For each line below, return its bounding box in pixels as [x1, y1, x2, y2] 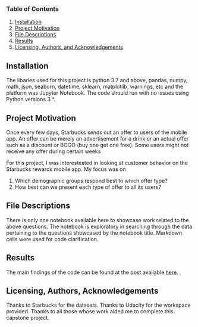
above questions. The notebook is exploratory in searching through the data [6, 223, 193, 230]
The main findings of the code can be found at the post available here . [6, 269, 178, 276]
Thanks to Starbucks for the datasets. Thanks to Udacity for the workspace [6, 301, 191, 309]
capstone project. [6, 314, 49, 322]
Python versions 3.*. [6, 96, 55, 103]
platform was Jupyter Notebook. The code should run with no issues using [6, 89, 189, 96]
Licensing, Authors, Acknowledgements [6, 285, 159, 296]
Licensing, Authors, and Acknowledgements [14, 43, 124, 51]
